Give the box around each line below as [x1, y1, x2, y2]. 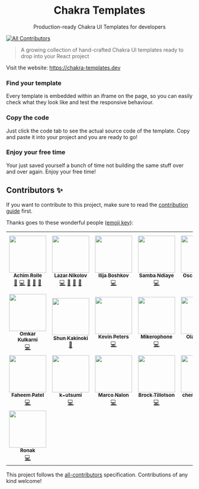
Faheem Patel [11, 392, 44, 399]
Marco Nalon [98, 392, 129, 399]
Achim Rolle [13, 272, 43, 279]
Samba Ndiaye [139, 272, 174, 279]
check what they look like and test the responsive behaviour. [6, 99, 154, 106]
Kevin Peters [98, 333, 129, 340]
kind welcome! [6, 477, 42, 484]
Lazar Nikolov [54, 272, 88, 279]
